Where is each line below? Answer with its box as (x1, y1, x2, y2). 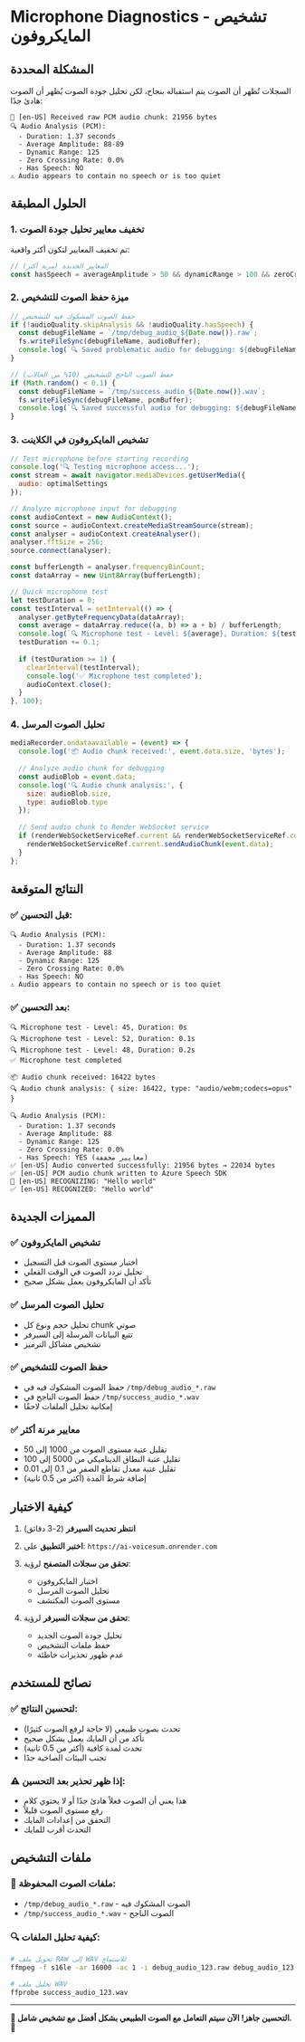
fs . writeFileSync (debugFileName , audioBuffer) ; (18, 337, 202, 346)
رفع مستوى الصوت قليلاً (23, 1804, 103, 1816)
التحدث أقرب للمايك (23, 1824, 91, 1835)
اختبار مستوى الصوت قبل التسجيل (23, 1256, 138, 1268)
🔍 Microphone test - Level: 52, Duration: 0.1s (10, 1034, 195, 1043)
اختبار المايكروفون (36, 1575, 99, 1586)
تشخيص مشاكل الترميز (23, 1338, 101, 1350)
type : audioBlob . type (26, 797, 108, 806)
